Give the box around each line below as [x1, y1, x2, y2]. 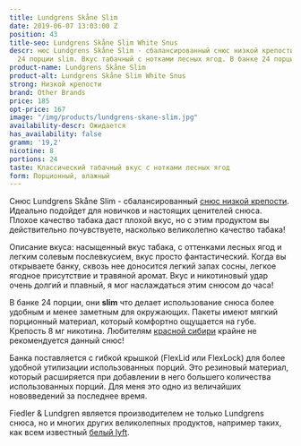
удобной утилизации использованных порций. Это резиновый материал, [9, 362, 289, 373]
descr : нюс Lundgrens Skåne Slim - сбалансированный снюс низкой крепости [9, 47, 295, 56]
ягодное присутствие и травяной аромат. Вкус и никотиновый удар [9, 270, 269, 281]
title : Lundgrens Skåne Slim [9, 13, 118, 22]
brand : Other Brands [9, 88, 87, 97]
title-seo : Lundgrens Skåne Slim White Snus [9, 38, 178, 47]
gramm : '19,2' [9, 138, 63, 147]
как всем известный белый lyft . [9, 427, 130, 438]
